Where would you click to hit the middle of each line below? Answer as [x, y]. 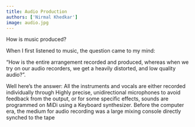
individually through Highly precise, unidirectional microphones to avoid [93, 93]
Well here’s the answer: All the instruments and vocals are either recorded [96, 86]
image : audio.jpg [27, 22]
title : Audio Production [37, 12]
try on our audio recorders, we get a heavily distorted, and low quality [91, 69]
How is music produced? [36, 40]
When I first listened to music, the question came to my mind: [81, 51]
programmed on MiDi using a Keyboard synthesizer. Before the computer [95, 105]
